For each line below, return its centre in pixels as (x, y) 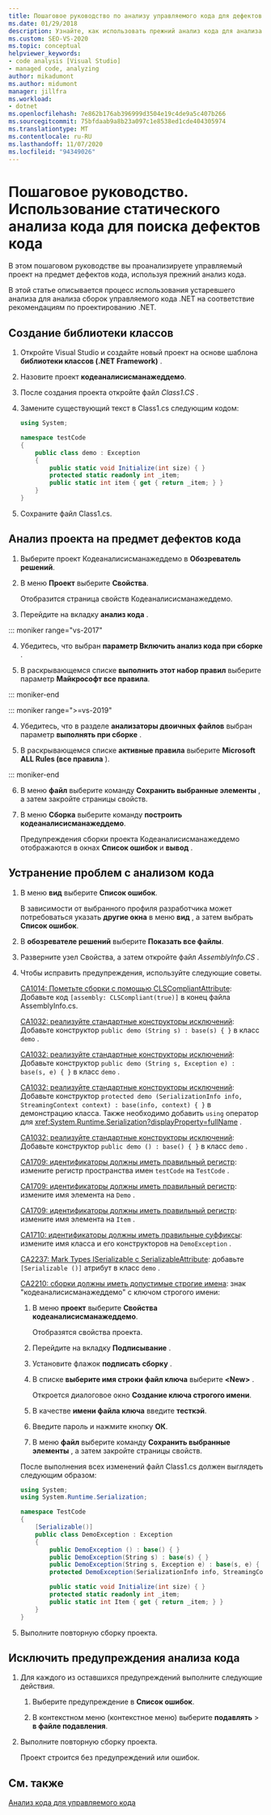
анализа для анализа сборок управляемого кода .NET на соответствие (131, 299)
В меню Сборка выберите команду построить (101, 814)
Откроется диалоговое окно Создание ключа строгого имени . (142, 1395)
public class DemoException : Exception (104, 1534)
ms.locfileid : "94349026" (52, 152)
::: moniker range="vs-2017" (55, 630)
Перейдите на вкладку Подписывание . (102, 1348)
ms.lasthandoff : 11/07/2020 (56, 144)
